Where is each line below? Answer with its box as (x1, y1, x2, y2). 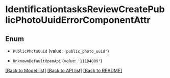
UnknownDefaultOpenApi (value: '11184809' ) (12, 58, 103, 64)
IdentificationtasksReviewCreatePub (5, 4, 165, 15)
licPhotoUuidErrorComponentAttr (5, 14, 151, 26)
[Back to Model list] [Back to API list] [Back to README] (5, 67, 123, 73)
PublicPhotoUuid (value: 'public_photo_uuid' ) (12, 48, 109, 54)
